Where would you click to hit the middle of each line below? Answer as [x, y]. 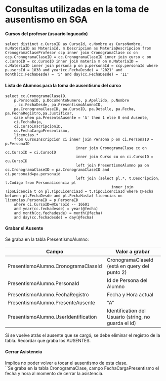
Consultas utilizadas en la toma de [77, 9]
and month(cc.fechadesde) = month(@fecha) [58, 213]
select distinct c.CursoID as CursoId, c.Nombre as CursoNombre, [74, 44]
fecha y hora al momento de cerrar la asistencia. [54, 373]
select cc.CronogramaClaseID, [36, 96]
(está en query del [128, 266]
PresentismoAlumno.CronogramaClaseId [55, 266]
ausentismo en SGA [46, 20]
